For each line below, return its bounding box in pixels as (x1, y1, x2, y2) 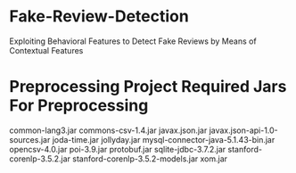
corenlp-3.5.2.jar (9, 153, 71, 164)
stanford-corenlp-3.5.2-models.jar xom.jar (72, 153, 228, 164)
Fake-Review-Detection (9, 6, 189, 27)
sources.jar (9, 134, 51, 144)
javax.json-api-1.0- (209, 125, 278, 136)
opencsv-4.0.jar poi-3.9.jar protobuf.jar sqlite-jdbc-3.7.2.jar (9, 144, 226, 154)
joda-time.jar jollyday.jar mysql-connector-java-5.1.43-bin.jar (52, 134, 275, 144)
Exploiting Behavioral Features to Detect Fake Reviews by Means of (9, 36, 257, 46)
